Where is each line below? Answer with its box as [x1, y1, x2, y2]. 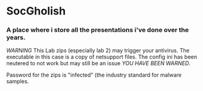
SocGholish [6, 4, 66, 18]
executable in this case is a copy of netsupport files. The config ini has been [6, 53, 198, 61]
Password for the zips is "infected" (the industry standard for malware [6, 71, 182, 79]
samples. [6, 78, 29, 85]
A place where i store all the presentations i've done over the [6, 26, 189, 34]
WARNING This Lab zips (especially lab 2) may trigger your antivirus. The [6, 47, 190, 54]
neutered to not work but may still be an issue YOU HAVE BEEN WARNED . [6, 60, 191, 67]
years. [6, 33, 26, 42]
